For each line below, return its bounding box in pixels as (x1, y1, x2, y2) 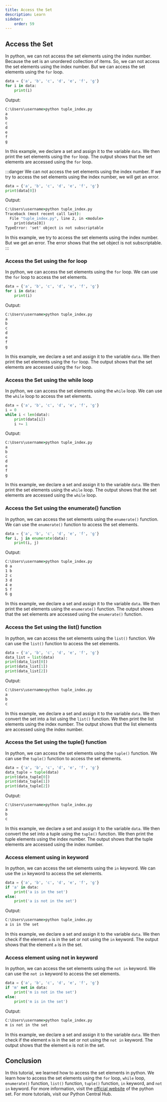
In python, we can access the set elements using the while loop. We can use (5, 388, 163, 394)
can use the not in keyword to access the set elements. (5, 971, 121, 977)
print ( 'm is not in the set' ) (14, 990, 77, 995)
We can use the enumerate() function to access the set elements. (5, 521, 139, 527)
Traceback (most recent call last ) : (5, 211, 81, 216)
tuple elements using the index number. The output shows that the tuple (5, 836, 153, 842)
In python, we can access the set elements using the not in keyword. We (5, 966, 156, 972)
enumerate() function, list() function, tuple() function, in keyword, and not (5, 1081, 163, 1087)
